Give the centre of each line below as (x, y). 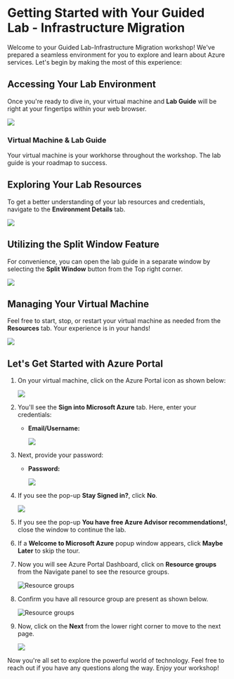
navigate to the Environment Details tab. (66, 209)
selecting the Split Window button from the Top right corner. (95, 269)
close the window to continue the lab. (72, 530)
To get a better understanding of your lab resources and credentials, (106, 202)
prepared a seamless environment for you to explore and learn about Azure (116, 55)
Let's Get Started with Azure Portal (85, 363)
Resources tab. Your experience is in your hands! (79, 329)
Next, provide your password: (60, 455)
